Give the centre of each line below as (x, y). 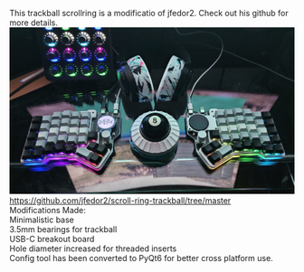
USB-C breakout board (52, 239)
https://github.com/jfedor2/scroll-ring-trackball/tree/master (120, 200)
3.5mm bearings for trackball (63, 229)
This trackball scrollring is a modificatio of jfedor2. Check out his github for (149, 13)
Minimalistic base (42, 220)
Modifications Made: (47, 210)
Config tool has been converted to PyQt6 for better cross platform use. (141, 258)
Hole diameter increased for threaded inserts (93, 249)
